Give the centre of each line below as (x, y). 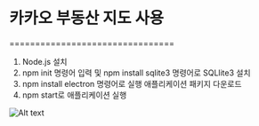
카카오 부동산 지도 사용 (87, 18)
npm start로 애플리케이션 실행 (74, 95)
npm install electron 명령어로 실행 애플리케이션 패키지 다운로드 (132, 83)
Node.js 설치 (45, 61)
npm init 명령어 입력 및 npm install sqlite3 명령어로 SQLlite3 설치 (136, 73)
